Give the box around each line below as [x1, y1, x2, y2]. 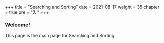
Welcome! [5, 21, 31, 28]
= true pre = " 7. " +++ [5, 9, 50, 15]
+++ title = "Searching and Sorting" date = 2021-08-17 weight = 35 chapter [5, 4, 160, 10]
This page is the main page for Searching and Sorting [5, 33, 115, 39]
